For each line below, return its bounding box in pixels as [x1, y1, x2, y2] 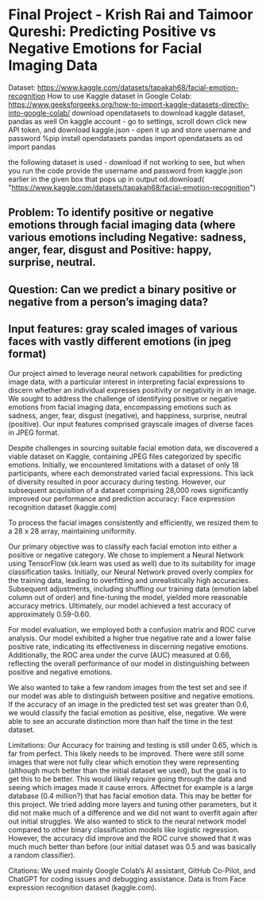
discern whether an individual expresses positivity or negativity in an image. [8, 385, 256, 395]
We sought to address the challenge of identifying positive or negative [8, 393, 238, 403]
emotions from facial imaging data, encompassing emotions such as [8, 402, 232, 412]
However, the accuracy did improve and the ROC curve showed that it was [8, 833, 252, 843]
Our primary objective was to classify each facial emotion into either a [8, 542, 237, 551]
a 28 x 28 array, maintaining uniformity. [8, 526, 137, 535]
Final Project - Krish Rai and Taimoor [8, 6, 253, 24]
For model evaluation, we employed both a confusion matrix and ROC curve [8, 624, 256, 634]
